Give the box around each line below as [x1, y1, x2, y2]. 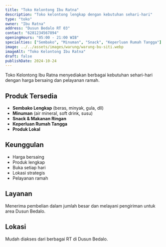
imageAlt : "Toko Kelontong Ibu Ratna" [5, 49, 86, 54]
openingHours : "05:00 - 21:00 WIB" [5, 35, 79, 40]
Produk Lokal [12, 126, 41, 132]
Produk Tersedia [5, 92, 57, 100]
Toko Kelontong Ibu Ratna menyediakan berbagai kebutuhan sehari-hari [5, 72, 153, 78]
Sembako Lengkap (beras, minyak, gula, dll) [12, 105, 104, 111]
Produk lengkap [12, 159, 45, 165]
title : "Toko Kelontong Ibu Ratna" [5, 7, 79, 12]
